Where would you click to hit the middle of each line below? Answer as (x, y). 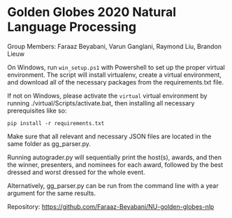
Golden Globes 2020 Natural (92, 12)
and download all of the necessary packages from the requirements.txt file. (116, 82)
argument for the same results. (52, 193)
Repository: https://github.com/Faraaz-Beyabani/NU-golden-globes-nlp (111, 206)
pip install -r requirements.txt (56, 123)
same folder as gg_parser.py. (49, 143)
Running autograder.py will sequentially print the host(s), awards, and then (115, 157)
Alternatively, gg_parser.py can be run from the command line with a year (113, 185)
